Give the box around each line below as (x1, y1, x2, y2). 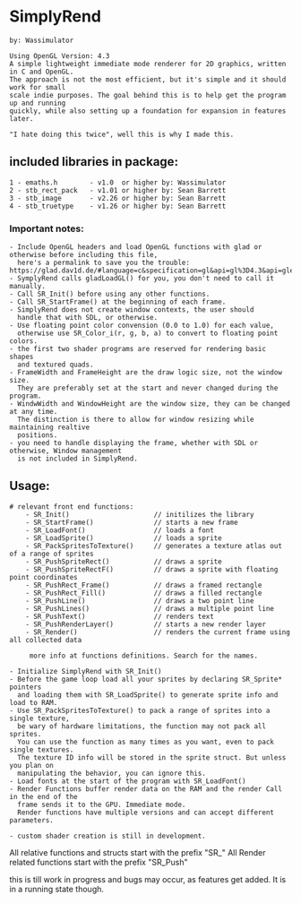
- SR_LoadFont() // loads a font (25, 526, 215, 535)
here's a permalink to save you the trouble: (17, 258, 191, 268)
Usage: (9, 478, 51, 494)
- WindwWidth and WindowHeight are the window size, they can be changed (9, 400, 291, 408)
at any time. (9, 408, 58, 417)
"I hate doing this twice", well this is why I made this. (9, 130, 235, 139)
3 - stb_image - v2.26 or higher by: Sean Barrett (9, 193, 227, 202)
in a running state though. (9, 883, 105, 894)
